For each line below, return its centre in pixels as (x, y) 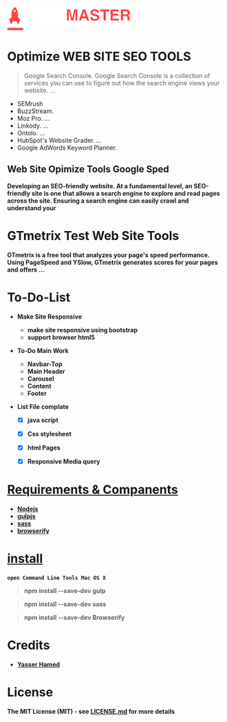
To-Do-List (39, 297)
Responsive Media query (64, 461)
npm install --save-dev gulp (65, 590)
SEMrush (30, 103)
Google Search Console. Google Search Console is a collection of (117, 75)
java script (43, 420)
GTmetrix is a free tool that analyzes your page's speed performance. (108, 254)
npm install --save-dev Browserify (74, 617)
